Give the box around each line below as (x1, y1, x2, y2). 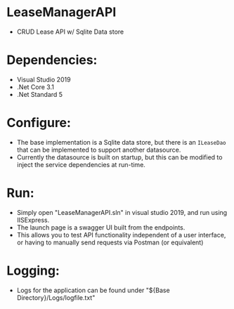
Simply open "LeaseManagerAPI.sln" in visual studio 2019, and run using (16, 208, 228, 216)
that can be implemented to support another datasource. (16, 145, 181, 154)
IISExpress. (16, 216, 50, 224)
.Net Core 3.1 (16, 82, 54, 91)
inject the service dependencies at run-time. (16, 160, 145, 169)
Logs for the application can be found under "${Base (16, 286, 170, 294)
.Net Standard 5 (16, 90, 63, 98)
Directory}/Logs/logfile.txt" (16, 293, 96, 302)
